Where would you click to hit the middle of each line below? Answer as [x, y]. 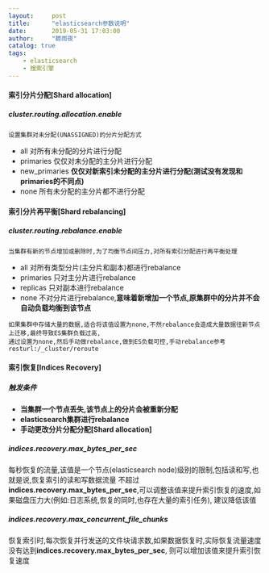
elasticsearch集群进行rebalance [74, 420]
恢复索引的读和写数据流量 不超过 [85, 480]
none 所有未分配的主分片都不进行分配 [82, 191]
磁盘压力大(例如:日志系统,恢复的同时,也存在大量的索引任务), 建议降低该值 [136, 500]
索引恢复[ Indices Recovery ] [55, 367]
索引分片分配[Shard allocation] [60, 95]
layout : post [37, 16]
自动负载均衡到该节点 [55, 307]
